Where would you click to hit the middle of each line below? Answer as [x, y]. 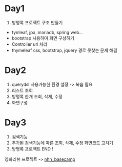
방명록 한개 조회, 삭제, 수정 [37, 96]
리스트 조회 [22, 90]
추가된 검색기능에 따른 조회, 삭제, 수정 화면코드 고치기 [62, 143]
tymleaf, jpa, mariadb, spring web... [47, 32]
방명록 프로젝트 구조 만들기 [37, 22]
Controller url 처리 [29, 44]
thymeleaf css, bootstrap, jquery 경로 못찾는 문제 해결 [64, 50]
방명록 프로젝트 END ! [32, 148]
